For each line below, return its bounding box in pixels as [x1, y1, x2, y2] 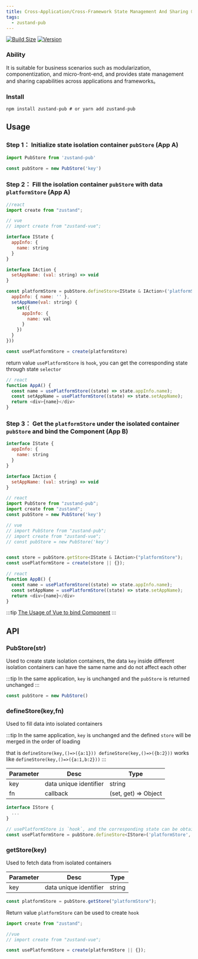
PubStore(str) [6, 644, 46, 652]
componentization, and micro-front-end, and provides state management [6, 70, 184, 78]
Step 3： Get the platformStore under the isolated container [6, 419, 180, 428]
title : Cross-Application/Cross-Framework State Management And [6, 8, 167, 15]
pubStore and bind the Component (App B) [6, 427, 128, 435]
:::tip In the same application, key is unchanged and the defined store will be [6, 732, 192, 739]
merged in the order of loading [6, 738, 81, 745]
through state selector [6, 365, 62, 373]
